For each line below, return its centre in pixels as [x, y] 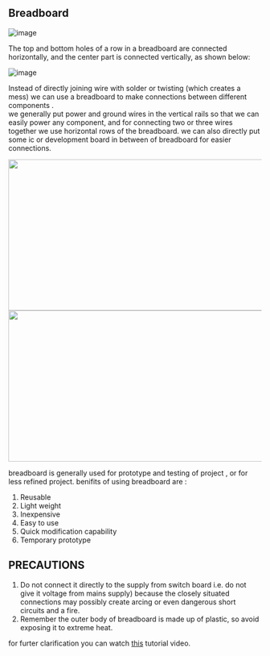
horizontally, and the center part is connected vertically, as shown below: [129, 56]
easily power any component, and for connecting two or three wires [121, 122]
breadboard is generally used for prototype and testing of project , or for [128, 473]
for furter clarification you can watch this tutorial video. [100, 643]
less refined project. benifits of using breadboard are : [98, 481]
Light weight [41, 505]
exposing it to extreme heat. [66, 627]
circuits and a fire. [50, 610]
